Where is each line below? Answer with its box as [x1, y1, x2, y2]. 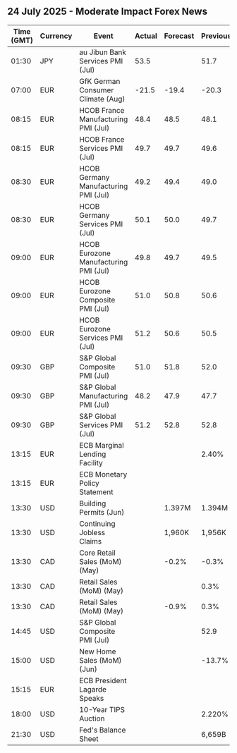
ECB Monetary [78, 469, 128, 479]
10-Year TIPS [78, 704, 126, 714]
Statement [78, 486, 114, 496]
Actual [135, 31, 157, 41]
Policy [78, 478, 100, 488]
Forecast [164, 31, 195, 41]
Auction [78, 714, 105, 723]
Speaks [78, 693, 104, 703]
